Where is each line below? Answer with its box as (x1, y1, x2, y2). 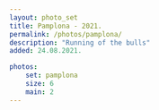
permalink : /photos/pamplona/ (9, 30, 123, 38)
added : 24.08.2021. (9, 47, 83, 55)
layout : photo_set (9, 13, 78, 22)
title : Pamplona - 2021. (9, 21, 102, 30)
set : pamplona (25, 71, 78, 80)
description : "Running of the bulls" (9, 38, 151, 47)
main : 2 (25, 87, 54, 97)
